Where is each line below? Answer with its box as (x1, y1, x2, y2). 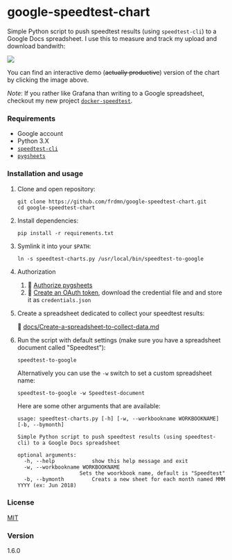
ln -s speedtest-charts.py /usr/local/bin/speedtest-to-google (17, 255, 204, 262)
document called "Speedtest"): (17, 343, 106, 351)
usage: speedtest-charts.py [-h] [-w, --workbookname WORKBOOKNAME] (17, 415, 220, 422)
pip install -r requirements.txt (17, 229, 114, 236)
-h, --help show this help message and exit (24, 457, 188, 464)
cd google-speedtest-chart (17, 204, 96, 211)
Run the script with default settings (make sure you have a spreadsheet (17, 335, 221, 344)
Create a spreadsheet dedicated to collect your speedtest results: (17, 309, 205, 317)
